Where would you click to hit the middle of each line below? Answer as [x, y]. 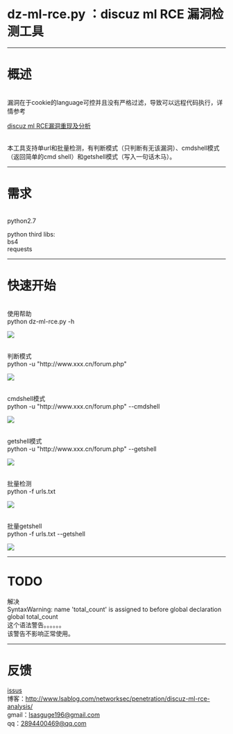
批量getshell [25, 526]
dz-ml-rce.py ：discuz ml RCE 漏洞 [109, 14]
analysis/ [20, 706]
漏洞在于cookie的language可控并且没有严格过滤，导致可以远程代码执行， [112, 102]
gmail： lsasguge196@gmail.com [54, 715]
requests [20, 249]
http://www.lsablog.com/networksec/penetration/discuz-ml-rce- [118, 699]
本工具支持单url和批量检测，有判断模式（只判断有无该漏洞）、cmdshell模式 [113, 148]
